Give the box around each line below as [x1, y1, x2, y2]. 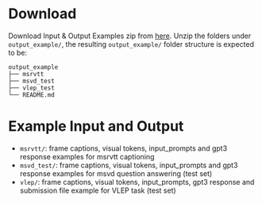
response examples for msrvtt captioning [19, 151, 155, 161]
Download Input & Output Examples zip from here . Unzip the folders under [8, 31, 252, 40]
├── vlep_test [8, 84, 56, 92]
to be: [8, 48, 28, 57]
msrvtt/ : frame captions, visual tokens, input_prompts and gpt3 [19, 144, 228, 153]
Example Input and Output [8, 117, 184, 136]
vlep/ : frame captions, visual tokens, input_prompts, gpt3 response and [19, 177, 255, 186]
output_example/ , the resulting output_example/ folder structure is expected [8, 39, 255, 48]
